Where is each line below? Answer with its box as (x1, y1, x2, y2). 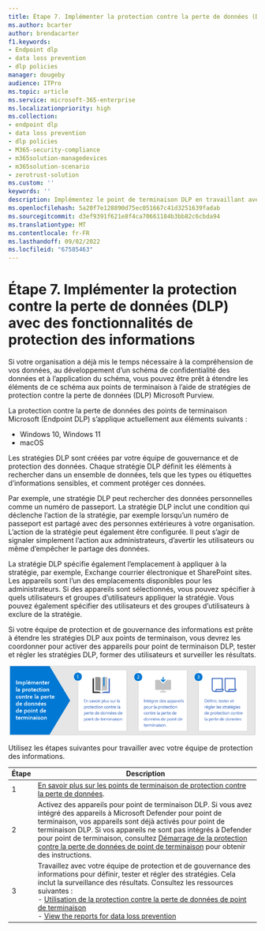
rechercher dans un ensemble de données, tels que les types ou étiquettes (8, 470, 252, 480)
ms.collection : (8, 113, 58, 121)
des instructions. (38, 850, 92, 859)
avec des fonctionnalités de (8, 314, 193, 332)
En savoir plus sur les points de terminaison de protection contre (38, 780, 247, 790)
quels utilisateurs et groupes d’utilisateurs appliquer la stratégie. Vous (8, 593, 234, 603)
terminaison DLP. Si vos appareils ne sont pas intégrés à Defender (38, 824, 252, 834)
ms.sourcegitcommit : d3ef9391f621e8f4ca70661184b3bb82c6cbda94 (8, 212, 221, 220)
